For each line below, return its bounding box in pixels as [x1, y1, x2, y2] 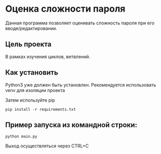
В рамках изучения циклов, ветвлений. [5, 53, 90, 59]
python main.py [5, 134, 38, 139]
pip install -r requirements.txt [5, 107, 76, 112]
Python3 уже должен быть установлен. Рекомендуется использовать [5, 82, 156, 88]
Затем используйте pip [5, 97, 55, 103]
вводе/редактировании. [5, 25, 57, 31]
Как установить [5, 68, 58, 77]
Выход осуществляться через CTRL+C [5, 143, 89, 149]
